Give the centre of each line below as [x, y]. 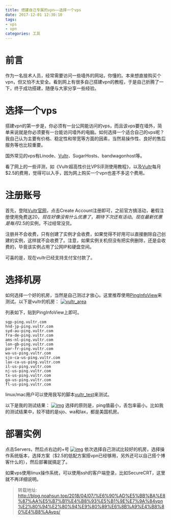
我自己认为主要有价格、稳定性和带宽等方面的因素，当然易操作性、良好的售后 [85, 139]
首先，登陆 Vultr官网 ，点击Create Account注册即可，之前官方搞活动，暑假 [82, 210]
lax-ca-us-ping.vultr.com [33, 362]
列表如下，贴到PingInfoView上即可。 [44, 312]
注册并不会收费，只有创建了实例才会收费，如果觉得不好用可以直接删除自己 [83, 234]
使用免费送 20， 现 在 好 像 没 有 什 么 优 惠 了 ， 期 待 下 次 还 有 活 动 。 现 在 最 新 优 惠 [86, 216]
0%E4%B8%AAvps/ [39, 512]
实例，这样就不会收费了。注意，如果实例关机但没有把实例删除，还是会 [88, 240]
